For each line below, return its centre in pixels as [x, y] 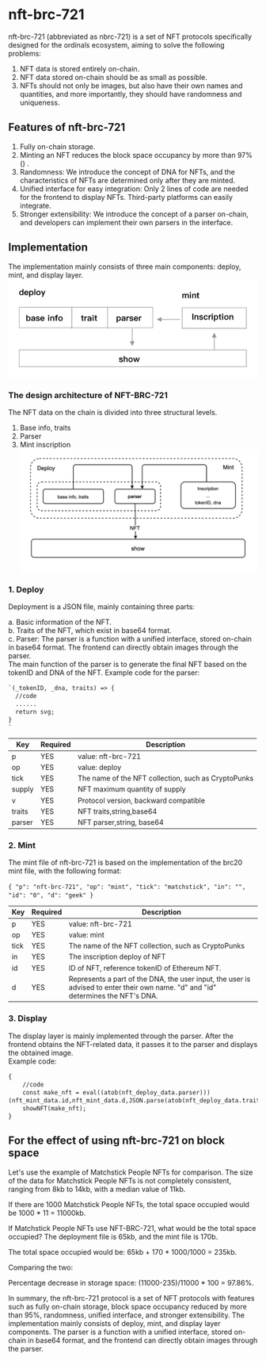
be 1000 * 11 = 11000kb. [47, 1213]
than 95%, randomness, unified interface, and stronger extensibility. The [127, 1315]
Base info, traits [45, 427]
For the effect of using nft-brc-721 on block [117, 1141]
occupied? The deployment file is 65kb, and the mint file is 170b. [113, 1236]
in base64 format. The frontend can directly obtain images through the [123, 647]
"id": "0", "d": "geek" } [51, 895]
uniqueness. [40, 102]
